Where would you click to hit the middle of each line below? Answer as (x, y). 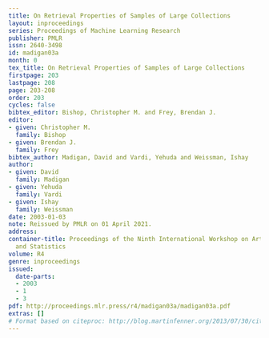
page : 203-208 (32, 90)
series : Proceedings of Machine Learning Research (94, 30)
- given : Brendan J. (43, 142)
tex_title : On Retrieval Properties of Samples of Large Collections (127, 68)
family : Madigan (42, 180)
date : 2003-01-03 (37, 217)
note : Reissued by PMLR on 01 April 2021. (80, 224)
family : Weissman (44, 209)
